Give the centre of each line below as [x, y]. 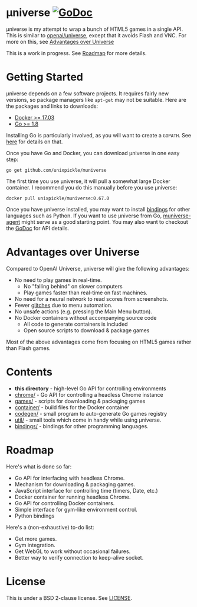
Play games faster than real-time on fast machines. [85, 293]
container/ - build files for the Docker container [72, 407]
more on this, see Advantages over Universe [60, 41]
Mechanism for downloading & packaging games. [75, 484]
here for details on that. [35, 142]
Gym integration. [35, 545]
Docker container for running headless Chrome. [73, 497]
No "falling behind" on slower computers [73, 286]
